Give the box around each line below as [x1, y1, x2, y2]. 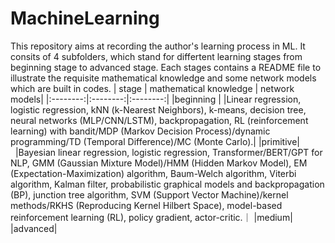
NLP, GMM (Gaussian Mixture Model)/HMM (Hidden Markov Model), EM [10, 157, 308, 169]
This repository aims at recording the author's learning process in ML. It [10, 40, 306, 52]
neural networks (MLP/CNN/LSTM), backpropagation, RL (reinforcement [10, 114, 309, 126]
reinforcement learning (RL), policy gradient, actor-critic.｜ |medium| [10, 211, 293, 223]
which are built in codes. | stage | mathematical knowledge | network [10, 82, 295, 94]
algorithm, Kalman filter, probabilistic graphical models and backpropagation [10, 178, 325, 190]
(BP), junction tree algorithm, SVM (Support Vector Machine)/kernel [10, 188, 289, 201]
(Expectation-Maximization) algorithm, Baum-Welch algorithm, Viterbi [10, 167, 297, 179]
